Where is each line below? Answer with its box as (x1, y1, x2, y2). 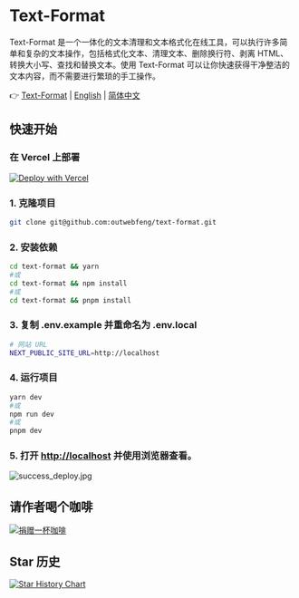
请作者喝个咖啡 (9, 499, 93, 515)
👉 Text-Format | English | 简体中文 (9, 90, 140, 101)
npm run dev (9, 410, 54, 419)
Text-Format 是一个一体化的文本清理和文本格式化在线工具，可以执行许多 (9, 36, 280, 47)
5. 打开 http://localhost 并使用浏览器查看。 (9, 449, 198, 462)
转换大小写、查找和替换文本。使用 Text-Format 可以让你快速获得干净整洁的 (9, 59, 290, 70)
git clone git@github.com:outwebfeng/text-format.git (9, 217, 217, 227)
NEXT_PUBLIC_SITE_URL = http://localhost (9, 348, 160, 358)
